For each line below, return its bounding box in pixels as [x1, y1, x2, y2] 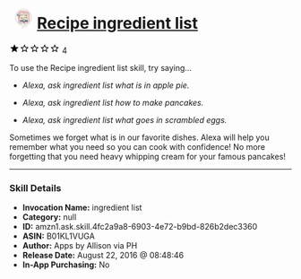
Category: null [21, 212, 77, 222]
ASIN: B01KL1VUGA [21, 231, 96, 241]
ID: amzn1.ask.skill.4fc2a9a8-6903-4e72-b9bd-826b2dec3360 [21, 222, 258, 232]
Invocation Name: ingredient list [21, 202, 142, 214]
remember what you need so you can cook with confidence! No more [9, 141, 266, 152]
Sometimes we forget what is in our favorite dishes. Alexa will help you [9, 132, 271, 143]
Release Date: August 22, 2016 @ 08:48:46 [21, 250, 185, 261]
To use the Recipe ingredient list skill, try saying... [9, 62, 193, 73]
